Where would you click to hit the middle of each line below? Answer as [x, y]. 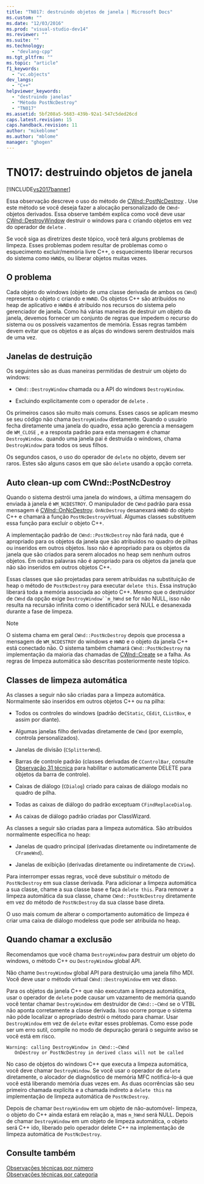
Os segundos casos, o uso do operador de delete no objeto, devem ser [96, 457]
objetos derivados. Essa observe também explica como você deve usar [96, 214]
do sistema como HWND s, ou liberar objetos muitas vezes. [77, 258]
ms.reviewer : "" [27, 35]
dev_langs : [20, 80]
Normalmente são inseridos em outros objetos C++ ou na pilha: [86, 701]
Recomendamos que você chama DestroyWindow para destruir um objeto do [101, 954]
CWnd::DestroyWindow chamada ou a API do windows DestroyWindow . [100, 389]
